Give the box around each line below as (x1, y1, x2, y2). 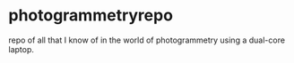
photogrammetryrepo (8, 5, 174, 26)
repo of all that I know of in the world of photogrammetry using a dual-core (8, 35, 286, 45)
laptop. (8, 43, 35, 54)
